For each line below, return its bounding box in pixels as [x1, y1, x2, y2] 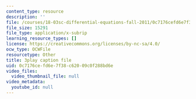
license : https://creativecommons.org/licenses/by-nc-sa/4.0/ [6, 41, 160, 47]
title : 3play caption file [6, 57, 72, 63]
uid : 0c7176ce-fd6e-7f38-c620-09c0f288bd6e [6, 62, 114, 69]
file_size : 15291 [6, 24, 48, 31]
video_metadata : [6, 79, 45, 85]
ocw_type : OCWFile [6, 47, 51, 52]
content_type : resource [6, 8, 64, 15]
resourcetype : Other [6, 52, 57, 58]
